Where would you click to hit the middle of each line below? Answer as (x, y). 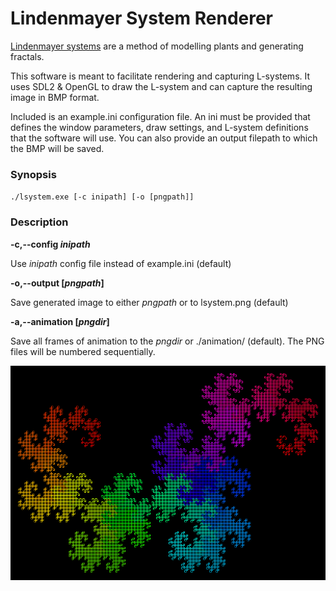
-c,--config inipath (50, 244)
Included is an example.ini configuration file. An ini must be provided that (160, 116)
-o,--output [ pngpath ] (57, 283)
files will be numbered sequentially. (83, 351)
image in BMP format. (55, 97)
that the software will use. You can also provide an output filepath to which (164, 138)
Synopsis (33, 174)
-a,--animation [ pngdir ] (60, 321)
